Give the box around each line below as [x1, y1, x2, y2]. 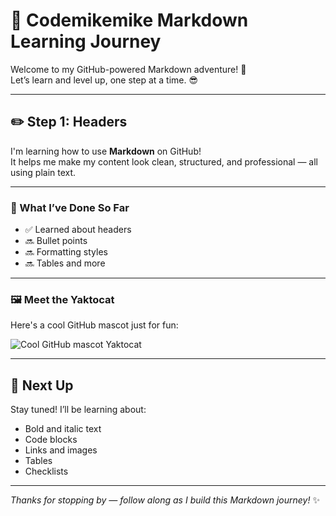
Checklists [24, 465, 69, 478]
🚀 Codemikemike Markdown [10, 9, 249, 32]
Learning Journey [10, 30, 162, 53]
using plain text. [10, 166, 77, 178]
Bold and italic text [24, 423, 102, 435]
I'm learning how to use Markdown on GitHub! [10, 145, 202, 157]
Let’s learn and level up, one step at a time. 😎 [10, 74, 199, 86]
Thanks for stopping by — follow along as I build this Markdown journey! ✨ [10, 494, 320, 506]
